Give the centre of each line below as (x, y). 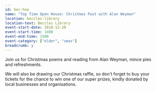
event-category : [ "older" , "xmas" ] (41, 41)
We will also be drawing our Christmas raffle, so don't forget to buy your (77, 74)
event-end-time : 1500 (27, 37)
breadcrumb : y (19, 46)
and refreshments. (24, 64)
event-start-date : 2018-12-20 (36, 28)
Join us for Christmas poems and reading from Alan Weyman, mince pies (78, 59)
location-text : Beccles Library (38, 23)
